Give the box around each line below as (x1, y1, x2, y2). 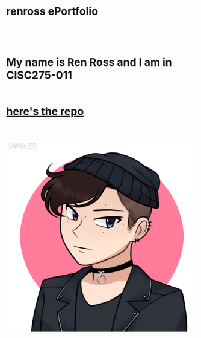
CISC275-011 (6, 68, 72, 82)
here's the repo (6, 105, 84, 119)
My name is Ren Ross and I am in (6, 56, 173, 70)
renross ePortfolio (6, 5, 98, 18)
